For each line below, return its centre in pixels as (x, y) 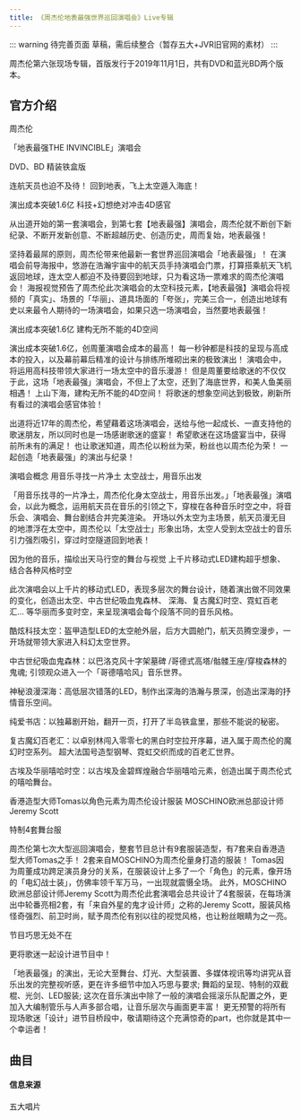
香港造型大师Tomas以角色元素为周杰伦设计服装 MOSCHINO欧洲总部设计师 (146, 801)
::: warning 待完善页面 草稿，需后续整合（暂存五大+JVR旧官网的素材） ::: (144, 44)
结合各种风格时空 (41, 570)
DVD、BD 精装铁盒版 (48, 167)
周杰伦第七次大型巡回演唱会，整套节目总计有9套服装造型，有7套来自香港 (143, 849)
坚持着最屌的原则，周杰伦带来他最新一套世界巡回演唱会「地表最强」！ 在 (144, 254)
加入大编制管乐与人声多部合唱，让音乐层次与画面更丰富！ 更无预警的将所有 (148, 1007)
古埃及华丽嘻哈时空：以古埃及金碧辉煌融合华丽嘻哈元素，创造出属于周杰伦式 (150, 771)
